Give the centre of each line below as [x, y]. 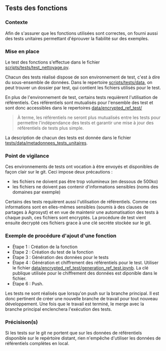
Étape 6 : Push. [28, 283]
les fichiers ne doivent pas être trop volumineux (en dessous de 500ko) [85, 181]
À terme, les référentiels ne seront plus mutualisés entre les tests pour [89, 117]
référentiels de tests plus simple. [51, 128]
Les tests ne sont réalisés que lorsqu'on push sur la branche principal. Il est [82, 293]
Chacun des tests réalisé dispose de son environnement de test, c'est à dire [83, 77]
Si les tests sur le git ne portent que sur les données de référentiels [74, 333]
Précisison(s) [22, 322]
